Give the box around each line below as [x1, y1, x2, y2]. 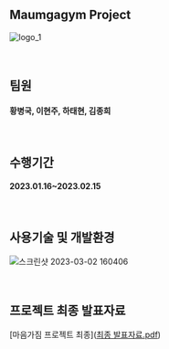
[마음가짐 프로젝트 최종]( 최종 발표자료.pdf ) [9, 329, 162, 340]
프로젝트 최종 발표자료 [9, 303, 126, 319]
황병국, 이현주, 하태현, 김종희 [9, 105, 111, 116]
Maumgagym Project [9, 7, 132, 23]
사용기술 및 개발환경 [9, 230, 115, 246]
